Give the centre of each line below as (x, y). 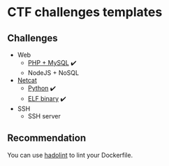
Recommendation (46, 138)
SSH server (44, 116)
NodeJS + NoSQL (53, 73)
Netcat (27, 80)
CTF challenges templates (85, 12)
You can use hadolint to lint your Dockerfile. (70, 155)
